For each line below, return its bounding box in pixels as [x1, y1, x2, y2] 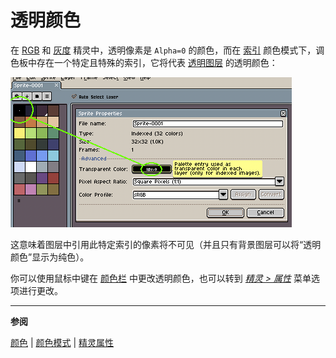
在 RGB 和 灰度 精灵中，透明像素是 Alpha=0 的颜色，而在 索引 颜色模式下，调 [10, 44, 325, 56]
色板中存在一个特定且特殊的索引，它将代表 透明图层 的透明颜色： [10, 56, 278, 68]
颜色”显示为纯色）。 [10, 251, 90, 263]
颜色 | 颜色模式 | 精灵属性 [10, 336, 115, 348]
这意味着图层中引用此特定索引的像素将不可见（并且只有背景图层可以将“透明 [10, 238, 322, 250]
